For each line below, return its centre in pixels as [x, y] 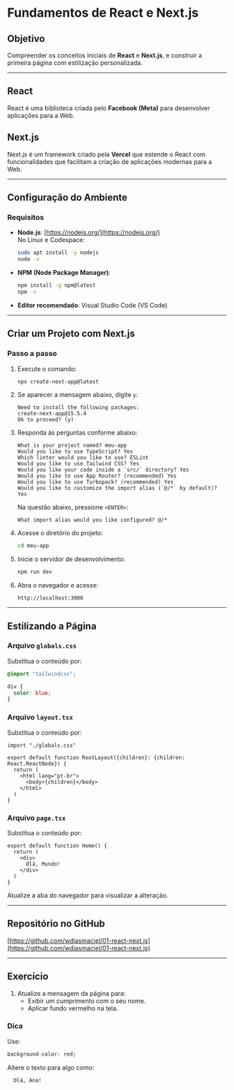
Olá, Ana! [28, 1080]
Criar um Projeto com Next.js [71, 334]
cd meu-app [33, 546]
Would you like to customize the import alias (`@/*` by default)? [117, 488]
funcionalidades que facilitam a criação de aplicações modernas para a [110, 161]
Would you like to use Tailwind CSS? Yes [78, 464]
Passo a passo [32, 354]
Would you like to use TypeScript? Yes [75, 451]
